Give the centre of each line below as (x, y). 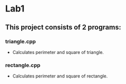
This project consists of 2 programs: (63, 27)
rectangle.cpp (23, 65)
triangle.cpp (21, 41)
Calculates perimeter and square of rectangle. (60, 76)
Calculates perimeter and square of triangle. (58, 52)
